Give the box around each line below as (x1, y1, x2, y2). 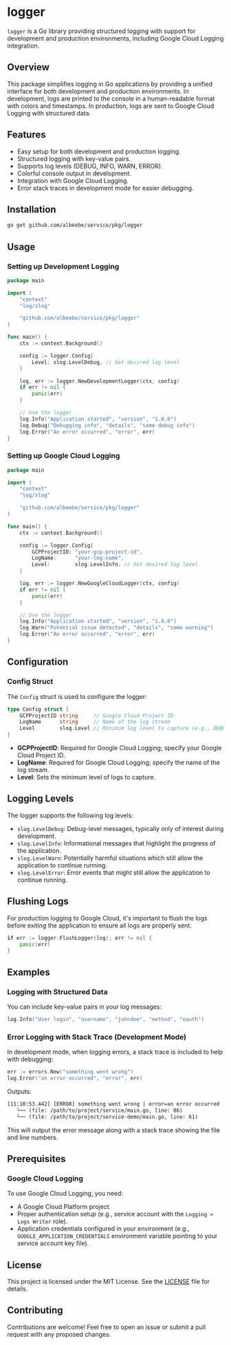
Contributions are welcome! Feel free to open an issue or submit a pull (7, 1322, 206, 1331)
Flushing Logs (7, 896, 69, 907)
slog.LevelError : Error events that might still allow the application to (16, 868, 211, 876)
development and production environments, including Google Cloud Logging (7, 34, 224, 42)
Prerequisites (7, 1153, 66, 1165)
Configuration (7, 656, 69, 668)
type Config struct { (7, 706, 69, 713)
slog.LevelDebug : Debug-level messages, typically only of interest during (16, 824, 224, 832)
